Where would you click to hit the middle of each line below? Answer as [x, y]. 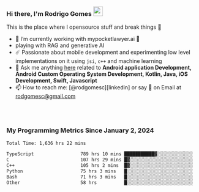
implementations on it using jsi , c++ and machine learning [88, 61]
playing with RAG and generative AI [60, 45]
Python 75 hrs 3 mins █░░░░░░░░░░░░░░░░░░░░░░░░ [99, 171]
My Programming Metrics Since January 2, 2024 [80, 130]
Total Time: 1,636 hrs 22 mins [46, 143]
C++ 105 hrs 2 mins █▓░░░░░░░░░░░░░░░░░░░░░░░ [99, 166]
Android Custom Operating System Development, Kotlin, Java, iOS [101, 74]
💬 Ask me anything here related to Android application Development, [103, 68]
